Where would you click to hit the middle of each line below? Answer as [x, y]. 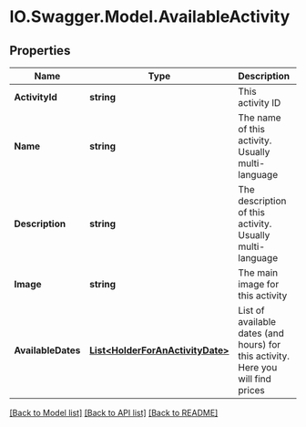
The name [260, 118]
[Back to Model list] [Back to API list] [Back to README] [114, 413]
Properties [40, 51]
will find [255, 379]
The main [258, 273]
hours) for [260, 344]
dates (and [261, 333]
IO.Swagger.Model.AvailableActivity [150, 17]
